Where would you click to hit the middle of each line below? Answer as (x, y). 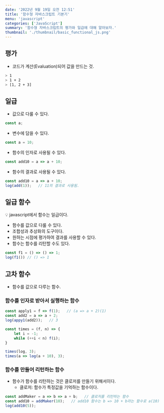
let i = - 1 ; (26, 334)
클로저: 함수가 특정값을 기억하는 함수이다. (59, 387)
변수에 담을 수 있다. (30, 133)
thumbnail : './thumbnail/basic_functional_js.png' (58, 32)
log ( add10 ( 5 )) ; (21, 406)
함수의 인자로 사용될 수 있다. (39, 152)
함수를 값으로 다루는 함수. (37, 287)
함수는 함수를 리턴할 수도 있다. (41, 244)
